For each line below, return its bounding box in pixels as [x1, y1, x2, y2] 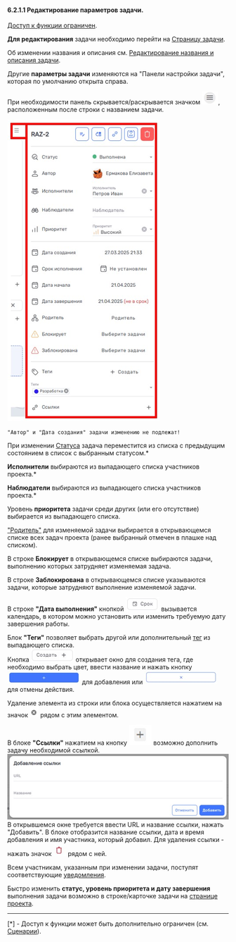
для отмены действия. [7, 686, 75, 694]
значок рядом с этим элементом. [7, 711, 119, 719]
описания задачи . [7, 56, 61, 65]
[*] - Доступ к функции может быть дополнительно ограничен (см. [7, 919, 209, 928]
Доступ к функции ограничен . [7, 21, 98, 30]
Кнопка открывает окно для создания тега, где [7, 655, 194, 664]
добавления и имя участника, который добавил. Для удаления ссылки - [7, 835, 225, 843]
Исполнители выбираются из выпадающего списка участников [7, 462, 200, 471]
